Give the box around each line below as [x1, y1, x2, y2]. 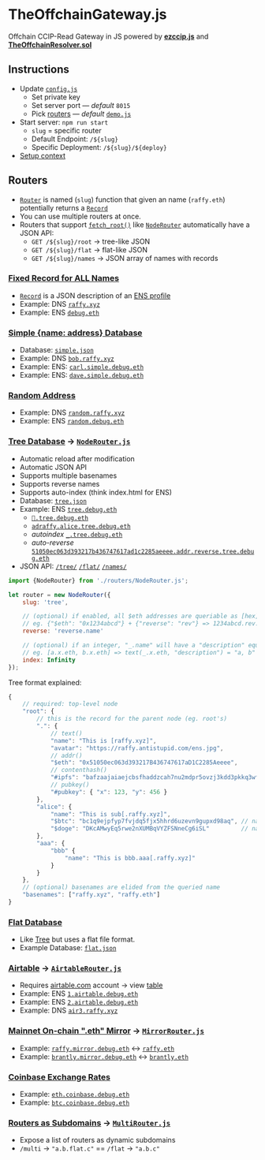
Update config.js [19, 84, 78, 93]
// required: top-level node [22, 700, 118, 708]
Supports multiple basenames [19, 471, 118, 480]
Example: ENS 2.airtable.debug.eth [19, 998, 139, 1007]
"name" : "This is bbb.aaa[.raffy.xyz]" [64, 854, 196, 862]
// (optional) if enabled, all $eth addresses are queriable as [22, 613, 238, 621]
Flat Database [8, 916, 63, 927]
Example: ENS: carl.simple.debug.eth [19, 362, 144, 371]
